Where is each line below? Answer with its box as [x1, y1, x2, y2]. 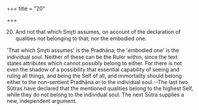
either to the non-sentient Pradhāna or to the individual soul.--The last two [7, 79, 188, 85]
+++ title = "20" [7, 5, 46, 12]
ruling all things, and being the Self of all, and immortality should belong [7, 72, 182, 79]
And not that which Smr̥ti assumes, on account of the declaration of [15, 28, 181, 35]
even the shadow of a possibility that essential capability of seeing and [7, 66, 180, 73]
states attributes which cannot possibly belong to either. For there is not [7, 60, 182, 67]
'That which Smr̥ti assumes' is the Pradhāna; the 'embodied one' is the [7, 47, 179, 54]
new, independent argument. [7, 98, 77, 104]
